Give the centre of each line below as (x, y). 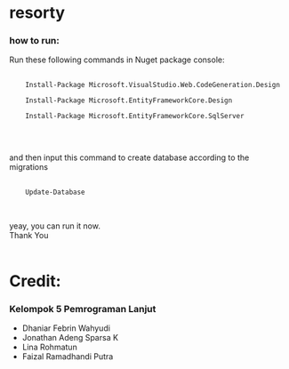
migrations (29, 167)
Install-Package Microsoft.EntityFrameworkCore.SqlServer (135, 116)
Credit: (35, 281)
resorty (37, 13)
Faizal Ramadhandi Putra (68, 356)
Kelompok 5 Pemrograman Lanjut (83, 309)
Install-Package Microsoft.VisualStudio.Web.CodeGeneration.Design (153, 85)
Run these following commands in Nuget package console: (117, 60)
